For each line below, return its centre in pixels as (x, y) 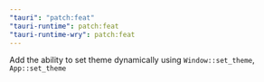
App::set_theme (38, 68)
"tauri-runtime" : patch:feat (64, 26)
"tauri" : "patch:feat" (52, 18)
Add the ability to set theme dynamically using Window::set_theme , (132, 60)
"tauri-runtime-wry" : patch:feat (72, 34)
